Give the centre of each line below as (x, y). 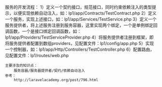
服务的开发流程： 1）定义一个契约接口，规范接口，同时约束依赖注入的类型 (79, 7)
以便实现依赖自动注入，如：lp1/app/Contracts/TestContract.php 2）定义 (85, 13)
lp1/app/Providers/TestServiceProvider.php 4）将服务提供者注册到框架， (77, 37)
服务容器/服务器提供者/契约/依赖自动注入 (50, 71)
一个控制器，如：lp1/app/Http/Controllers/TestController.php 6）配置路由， (80, 49)
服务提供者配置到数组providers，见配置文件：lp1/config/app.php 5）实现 (81, 43)
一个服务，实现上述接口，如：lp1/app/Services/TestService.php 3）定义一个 (81, 19)
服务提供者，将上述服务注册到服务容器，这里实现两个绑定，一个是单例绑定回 (81, 25)
